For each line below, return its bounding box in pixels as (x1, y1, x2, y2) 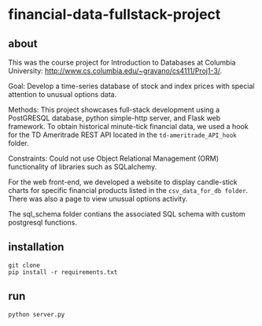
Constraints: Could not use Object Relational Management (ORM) (8, 154, 219, 163)
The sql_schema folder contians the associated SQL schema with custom (8, 209, 245, 218)
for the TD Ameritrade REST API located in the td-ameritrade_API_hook (8, 130, 238, 139)
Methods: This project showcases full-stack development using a (8, 105, 220, 114)
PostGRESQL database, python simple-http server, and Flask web (8, 113, 221, 123)
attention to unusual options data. (8, 90, 117, 99)
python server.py (8, 310, 65, 318)
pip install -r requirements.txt (8, 268, 118, 276)
